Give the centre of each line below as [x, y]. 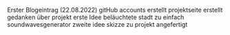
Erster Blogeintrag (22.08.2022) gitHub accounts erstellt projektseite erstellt [115, 10]
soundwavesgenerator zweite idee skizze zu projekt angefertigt [97, 24]
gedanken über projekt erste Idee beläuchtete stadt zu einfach [96, 17]
